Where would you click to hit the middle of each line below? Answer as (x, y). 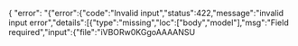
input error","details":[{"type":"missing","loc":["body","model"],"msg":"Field (149, 23)
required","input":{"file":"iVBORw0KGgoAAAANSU (102, 32)
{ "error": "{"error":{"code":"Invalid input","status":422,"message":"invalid (146, 13)
